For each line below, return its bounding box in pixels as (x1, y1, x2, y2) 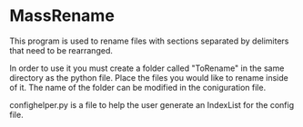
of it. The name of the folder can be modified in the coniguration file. (9, 82, 267, 93)
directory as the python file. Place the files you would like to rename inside (9, 72, 288, 83)
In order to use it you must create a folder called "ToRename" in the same (9, 63, 285, 73)
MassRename (9, 5, 116, 26)
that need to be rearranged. (9, 44, 114, 55)
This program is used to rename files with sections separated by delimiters (9, 35, 289, 46)
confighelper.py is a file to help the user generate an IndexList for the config (9, 99, 295, 110)
